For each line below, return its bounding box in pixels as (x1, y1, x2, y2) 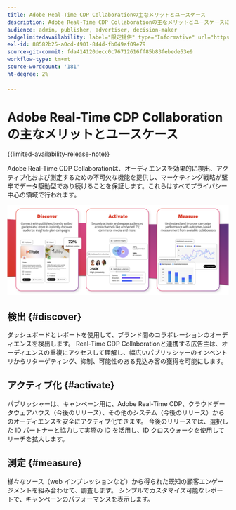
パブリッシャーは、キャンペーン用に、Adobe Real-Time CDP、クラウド (7, 399, 214, 407)
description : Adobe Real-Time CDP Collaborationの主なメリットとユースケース (7, 18, 225, 26)
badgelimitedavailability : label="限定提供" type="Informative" (7, 34, 195, 41)
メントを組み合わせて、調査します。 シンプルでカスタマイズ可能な (13, 485, 205, 495)
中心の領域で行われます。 (7, 190, 81, 200)
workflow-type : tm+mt (7, 56, 71, 63)
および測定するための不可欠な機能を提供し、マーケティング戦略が (31, 173, 223, 182)
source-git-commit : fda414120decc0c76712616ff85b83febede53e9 (7, 48, 193, 55)
